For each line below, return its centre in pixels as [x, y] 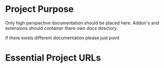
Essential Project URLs [53, 58]
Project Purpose [40, 9]
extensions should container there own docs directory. [61, 28]
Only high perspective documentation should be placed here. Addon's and [82, 23]
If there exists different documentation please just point [62, 38]
